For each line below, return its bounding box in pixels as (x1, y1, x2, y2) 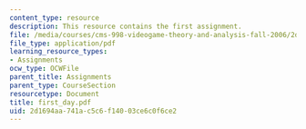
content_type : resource (9, 13, 100, 23)
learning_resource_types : (9, 47, 107, 56)
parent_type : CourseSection (9, 81, 117, 90)
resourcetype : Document (9, 89, 100, 98)
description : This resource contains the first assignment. (9, 22, 243, 31)
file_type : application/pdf (9, 38, 117, 48)
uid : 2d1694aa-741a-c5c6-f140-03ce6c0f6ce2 (9, 106, 178, 115)
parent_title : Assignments (9, 73, 112, 82)
